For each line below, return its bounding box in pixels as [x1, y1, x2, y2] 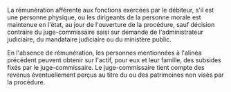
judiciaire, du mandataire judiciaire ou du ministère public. [7, 35, 172, 44]
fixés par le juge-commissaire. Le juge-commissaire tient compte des [7, 64, 205, 71]
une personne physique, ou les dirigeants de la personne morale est [7, 13, 202, 21]
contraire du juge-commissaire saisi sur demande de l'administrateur [7, 28, 204, 36]
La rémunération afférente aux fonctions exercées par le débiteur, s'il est [7, 6, 214, 14]
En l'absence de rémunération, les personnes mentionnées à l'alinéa [7, 48, 202, 57]
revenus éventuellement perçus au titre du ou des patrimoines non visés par [7, 71, 224, 79]
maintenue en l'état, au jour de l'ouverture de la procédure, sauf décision [7, 21, 215, 28]
